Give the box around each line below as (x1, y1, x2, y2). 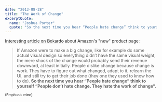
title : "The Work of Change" (5, 12, 64, 16)
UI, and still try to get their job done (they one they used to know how (16, 73, 155, 79)
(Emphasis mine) (5, 92, 33, 98)
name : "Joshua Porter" (9, 20, 55, 25)
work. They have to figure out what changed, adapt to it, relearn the (16, 68, 152, 74)
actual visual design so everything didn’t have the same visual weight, (16, 52, 156, 58)
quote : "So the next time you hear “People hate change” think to (9, 25, 146, 30)
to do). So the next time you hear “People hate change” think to (16, 78, 146, 84)
